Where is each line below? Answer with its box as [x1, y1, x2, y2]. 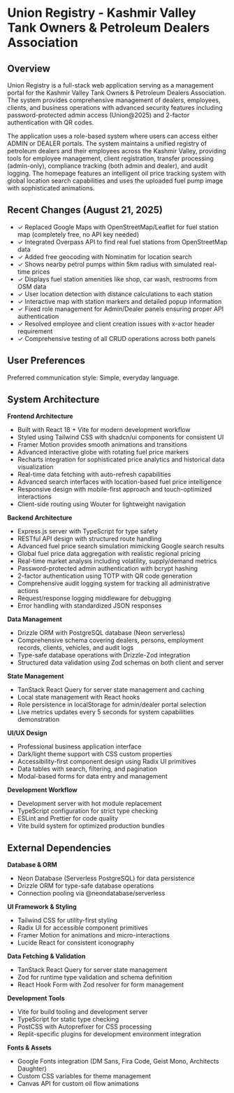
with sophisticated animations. [7, 184, 95, 192]
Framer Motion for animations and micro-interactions [17, 931, 170, 940]
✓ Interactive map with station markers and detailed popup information [17, 297, 222, 305]
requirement [17, 327, 53, 335]
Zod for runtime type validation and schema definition [17, 973, 173, 982]
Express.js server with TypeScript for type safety [17, 527, 159, 536]
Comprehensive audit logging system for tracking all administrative [17, 579, 210, 587]
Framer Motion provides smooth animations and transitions [17, 440, 187, 449]
